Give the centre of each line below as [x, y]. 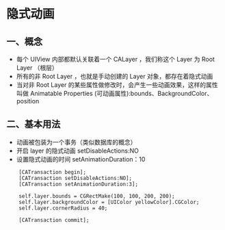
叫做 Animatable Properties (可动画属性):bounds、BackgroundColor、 [115, 93]
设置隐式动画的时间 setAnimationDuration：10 [81, 159]
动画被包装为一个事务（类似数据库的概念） [76, 142]
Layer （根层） [37, 68]
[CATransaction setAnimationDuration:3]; [78, 184]
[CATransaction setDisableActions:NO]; [76, 178]
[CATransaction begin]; [53, 172]
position [28, 101]
